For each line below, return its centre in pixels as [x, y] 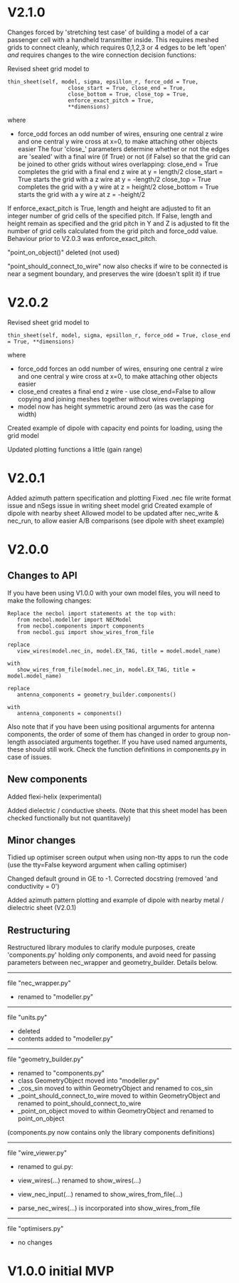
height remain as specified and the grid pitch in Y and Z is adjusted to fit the [118, 223]
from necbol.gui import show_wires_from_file [85, 632]
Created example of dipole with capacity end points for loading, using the [115, 428]
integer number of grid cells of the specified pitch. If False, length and [110, 215]
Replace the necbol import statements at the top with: [92, 613]
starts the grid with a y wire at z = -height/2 [81, 194]
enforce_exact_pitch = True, [111, 101]
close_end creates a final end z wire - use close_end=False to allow [116, 391]
